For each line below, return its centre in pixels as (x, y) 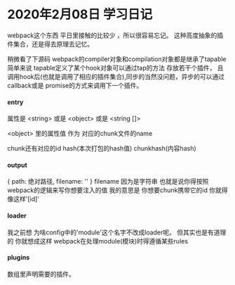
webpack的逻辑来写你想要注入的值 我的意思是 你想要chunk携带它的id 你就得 (117, 190)
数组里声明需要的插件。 (41, 274)
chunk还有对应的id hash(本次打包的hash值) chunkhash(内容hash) (102, 148)
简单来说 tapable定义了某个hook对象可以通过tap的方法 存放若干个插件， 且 (115, 68)
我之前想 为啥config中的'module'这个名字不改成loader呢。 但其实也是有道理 (117, 232)
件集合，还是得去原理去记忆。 (50, 44)
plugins (19, 258)
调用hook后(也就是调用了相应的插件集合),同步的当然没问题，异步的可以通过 (116, 76)
